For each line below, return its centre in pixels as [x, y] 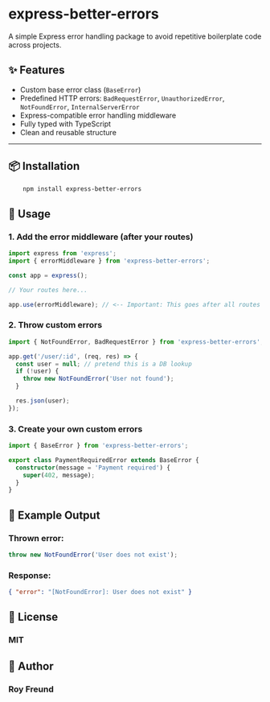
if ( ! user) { [37, 371]
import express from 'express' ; [62, 254]
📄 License [33, 617]
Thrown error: [36, 538]
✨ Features [37, 70]
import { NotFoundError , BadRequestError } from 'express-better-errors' [135, 342]
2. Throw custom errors [55, 325]
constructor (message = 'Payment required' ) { [93, 468]
